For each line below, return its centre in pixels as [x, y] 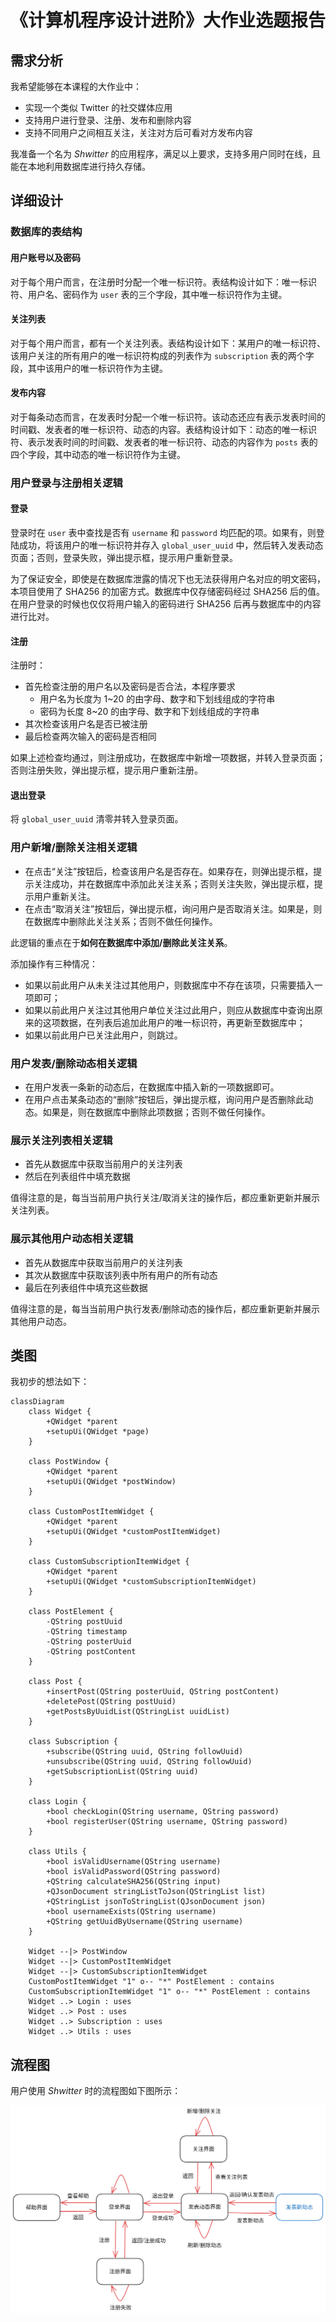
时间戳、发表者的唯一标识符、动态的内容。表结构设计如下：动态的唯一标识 [163, 429]
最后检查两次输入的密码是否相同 [90, 737]
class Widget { [60, 1412]
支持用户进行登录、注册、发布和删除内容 [108, 120]
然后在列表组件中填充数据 [77, 1177]
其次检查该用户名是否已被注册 [86, 724]
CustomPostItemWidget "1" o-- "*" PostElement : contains [151, 1982]
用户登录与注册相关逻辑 [66, 483]
